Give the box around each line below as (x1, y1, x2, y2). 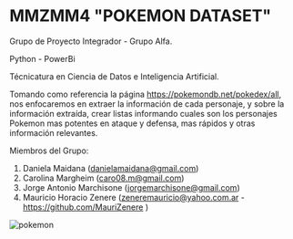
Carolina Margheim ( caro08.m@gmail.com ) (22, 172, 185, 183)
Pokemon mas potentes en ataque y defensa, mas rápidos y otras (9, 118, 256, 129)
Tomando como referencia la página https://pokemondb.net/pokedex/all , (9, 88, 282, 99)
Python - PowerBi (9, 53, 76, 64)
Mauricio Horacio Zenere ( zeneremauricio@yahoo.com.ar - (22, 192, 246, 203)
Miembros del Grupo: (9, 145, 89, 156)
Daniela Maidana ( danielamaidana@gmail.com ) (22, 162, 199, 173)
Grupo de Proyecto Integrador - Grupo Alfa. (9, 36, 173, 47)
